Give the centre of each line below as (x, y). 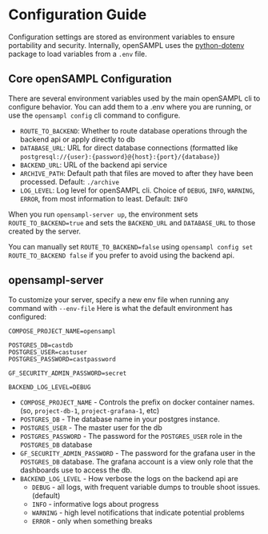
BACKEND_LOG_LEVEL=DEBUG (50, 387)
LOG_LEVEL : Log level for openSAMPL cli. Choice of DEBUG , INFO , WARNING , (137, 190)
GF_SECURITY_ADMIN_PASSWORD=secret (68, 373)
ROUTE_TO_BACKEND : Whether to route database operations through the (134, 130)
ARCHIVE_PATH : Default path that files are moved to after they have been (136, 173)
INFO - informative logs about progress (95, 504)
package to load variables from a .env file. (78, 54)
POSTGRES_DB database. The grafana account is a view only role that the (136, 461)
